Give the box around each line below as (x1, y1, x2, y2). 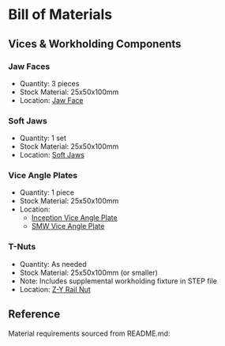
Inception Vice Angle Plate (31, 213, 118, 222)
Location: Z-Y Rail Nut (19, 284, 91, 294)
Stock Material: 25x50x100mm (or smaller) (19, 268, 158, 277)
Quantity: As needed (19, 259, 87, 268)
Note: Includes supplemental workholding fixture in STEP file (19, 276, 218, 286)
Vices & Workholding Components (8, 37, 182, 51)
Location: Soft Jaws (19, 150, 85, 160)
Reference (8, 307, 61, 321)
